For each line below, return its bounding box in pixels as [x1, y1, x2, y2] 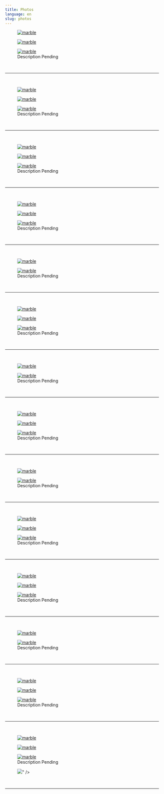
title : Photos [5, 7, 34, 12]
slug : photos [5, 16, 32, 21]
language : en [5, 12, 32, 17]
